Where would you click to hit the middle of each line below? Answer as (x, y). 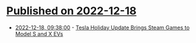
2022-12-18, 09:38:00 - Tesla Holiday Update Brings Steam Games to (102, 27)
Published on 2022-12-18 (72, 11)
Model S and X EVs (39, 33)
